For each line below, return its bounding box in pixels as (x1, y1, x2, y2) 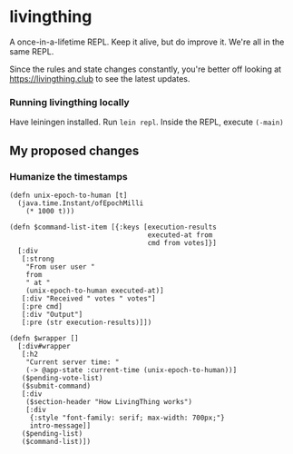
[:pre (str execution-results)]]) (21, 318, 152, 327)
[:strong (21, 254, 54, 263)
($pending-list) (21, 429, 83, 438)
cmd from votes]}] (147, 238, 218, 247)
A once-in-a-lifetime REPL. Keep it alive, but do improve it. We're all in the (9, 36, 285, 47)
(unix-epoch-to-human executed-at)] (25, 286, 165, 295)
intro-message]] (29, 420, 92, 430)
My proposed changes (9, 143, 140, 158)
